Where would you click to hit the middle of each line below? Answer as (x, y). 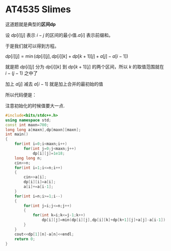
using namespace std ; (28, 120)
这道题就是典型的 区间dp (31, 24)
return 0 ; (25, 239)
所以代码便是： (21, 95)
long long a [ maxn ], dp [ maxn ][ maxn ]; (43, 130)
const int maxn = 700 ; (27, 125)
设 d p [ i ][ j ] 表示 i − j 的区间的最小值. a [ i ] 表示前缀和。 (59, 35)
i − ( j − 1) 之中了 (22, 73)
